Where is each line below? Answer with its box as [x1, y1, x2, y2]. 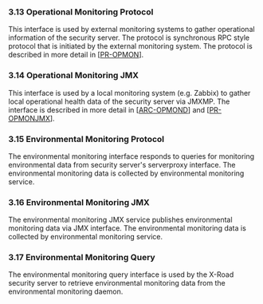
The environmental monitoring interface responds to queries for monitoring [8, 151, 255, 161]
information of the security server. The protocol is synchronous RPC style [8, 33, 249, 42]
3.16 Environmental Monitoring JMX [8, 196, 150, 207]
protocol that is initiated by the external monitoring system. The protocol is [8, 41, 253, 51]
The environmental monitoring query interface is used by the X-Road [8, 270, 234, 279]
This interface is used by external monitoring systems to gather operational [8, 25, 255, 34]
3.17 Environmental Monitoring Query [8, 252, 155, 263]
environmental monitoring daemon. [8, 286, 124, 297]
